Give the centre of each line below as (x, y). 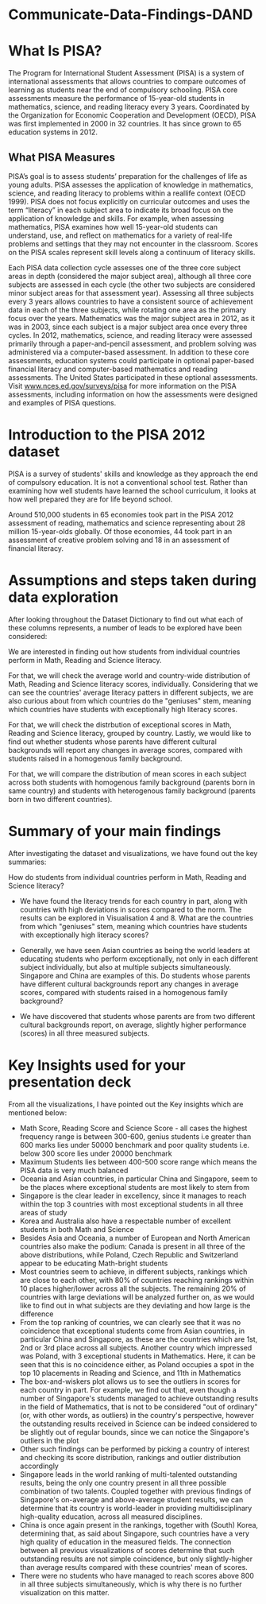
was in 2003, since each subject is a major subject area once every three (128, 327)
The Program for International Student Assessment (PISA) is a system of (126, 73)
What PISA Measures (62, 157)
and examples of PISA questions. (62, 402)
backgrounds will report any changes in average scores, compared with (126, 750)
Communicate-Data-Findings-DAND (131, 15)
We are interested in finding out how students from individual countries (124, 651)
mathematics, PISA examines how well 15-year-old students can (113, 227)
